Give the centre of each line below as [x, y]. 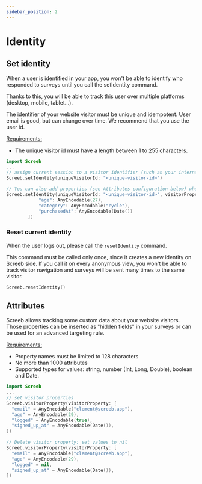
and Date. [27, 376]
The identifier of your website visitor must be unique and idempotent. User [99, 114]
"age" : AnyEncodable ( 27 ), [71, 200]
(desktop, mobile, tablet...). [40, 102]
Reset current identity [39, 232]
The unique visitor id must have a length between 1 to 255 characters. [101, 150]
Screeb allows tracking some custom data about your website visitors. [93, 320]
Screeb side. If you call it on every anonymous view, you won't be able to [97, 263]
